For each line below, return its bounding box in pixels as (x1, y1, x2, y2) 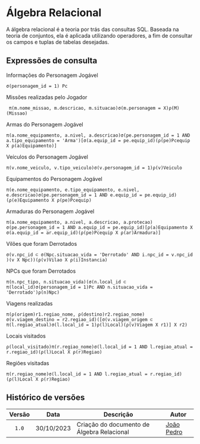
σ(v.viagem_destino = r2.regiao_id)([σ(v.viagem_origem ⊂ (6, 316, 153, 322)
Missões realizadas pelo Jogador (6, 93, 87, 101)
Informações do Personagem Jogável (6, 72, 98, 79)
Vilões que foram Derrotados (6, 240, 77, 247)
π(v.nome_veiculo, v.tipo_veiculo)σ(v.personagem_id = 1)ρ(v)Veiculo (6, 165, 183, 171)
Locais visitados (6, 332, 46, 340)
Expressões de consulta (6, 55, 98, 66)
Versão (9, 410, 30, 418)
